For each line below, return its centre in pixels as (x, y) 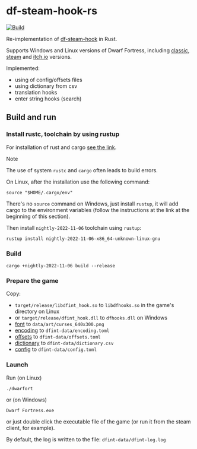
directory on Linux (37, 312)
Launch (17, 365)
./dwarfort (20, 388)
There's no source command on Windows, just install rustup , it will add (92, 204)
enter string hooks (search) (48, 99)
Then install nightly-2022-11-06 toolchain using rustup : (74, 227)
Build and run (31, 117)
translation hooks (36, 92)
